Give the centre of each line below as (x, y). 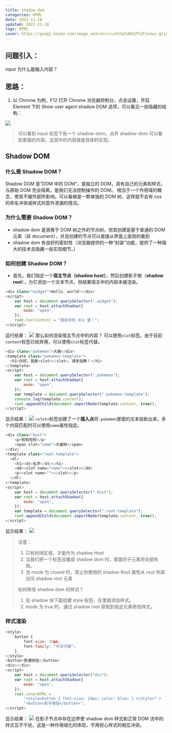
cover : (12, 34)
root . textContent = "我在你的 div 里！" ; (57, 320)
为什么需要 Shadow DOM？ (39, 218)
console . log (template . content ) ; (49, 399)
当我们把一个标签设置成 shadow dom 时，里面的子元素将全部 (90, 559)
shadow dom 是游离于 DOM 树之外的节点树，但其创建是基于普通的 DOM (89, 230)
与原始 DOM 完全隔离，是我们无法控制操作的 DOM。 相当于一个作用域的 (81, 190)
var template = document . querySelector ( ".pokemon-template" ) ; (82, 394)
